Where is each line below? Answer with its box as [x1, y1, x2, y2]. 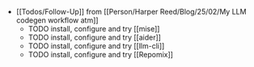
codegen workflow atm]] [15, 15, 99, 25]
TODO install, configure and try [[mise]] [28, 24, 160, 33]
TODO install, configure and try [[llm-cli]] [28, 41, 165, 51]
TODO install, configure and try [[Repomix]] [28, 50, 174, 59]
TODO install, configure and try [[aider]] [28, 32, 162, 42]
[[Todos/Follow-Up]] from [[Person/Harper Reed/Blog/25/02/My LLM [15, 7, 247, 16]
